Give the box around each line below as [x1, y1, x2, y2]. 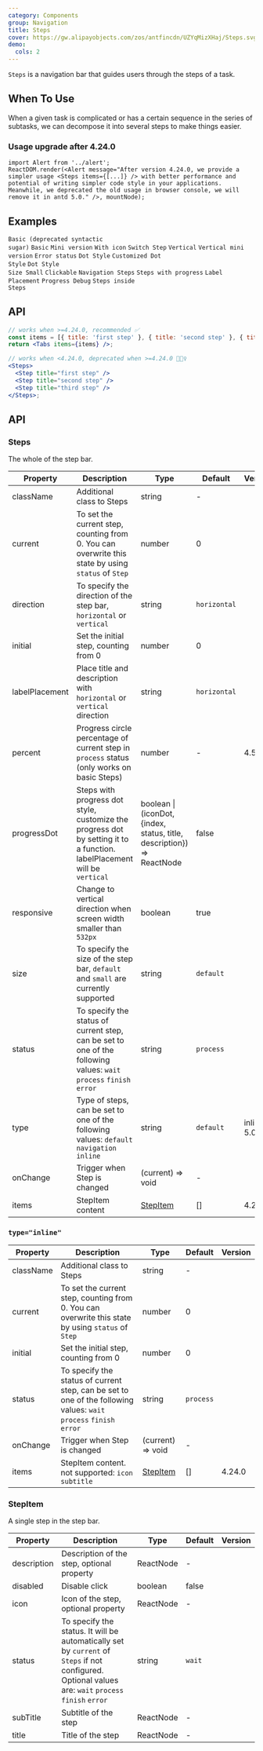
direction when [76, 904, 131, 915]
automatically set [61, 1635, 124, 1646]
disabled [12, 1580, 44, 1591]
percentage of [76, 733, 129, 744]
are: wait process [61, 1684, 124, 1695]
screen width [76, 913, 124, 924]
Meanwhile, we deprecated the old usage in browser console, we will [8, 186, 240, 195]
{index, [140, 818, 167, 829]
